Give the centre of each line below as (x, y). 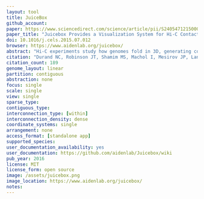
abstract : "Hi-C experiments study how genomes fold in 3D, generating (99, 52)
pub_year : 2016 (25, 158)
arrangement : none (29, 130)
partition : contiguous (35, 74)
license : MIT (23, 164)
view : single (23, 96)
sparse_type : (23, 102)
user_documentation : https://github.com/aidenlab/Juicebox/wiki (89, 153)
